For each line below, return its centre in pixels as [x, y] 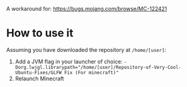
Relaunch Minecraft [39, 79]
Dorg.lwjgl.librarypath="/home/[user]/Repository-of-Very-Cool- [98, 67]
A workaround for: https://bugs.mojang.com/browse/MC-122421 [87, 9]
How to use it [40, 33]
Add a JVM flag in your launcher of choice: [69, 61]
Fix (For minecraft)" [91, 72]
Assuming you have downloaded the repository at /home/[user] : [86, 50]
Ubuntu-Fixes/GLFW [38, 72]
